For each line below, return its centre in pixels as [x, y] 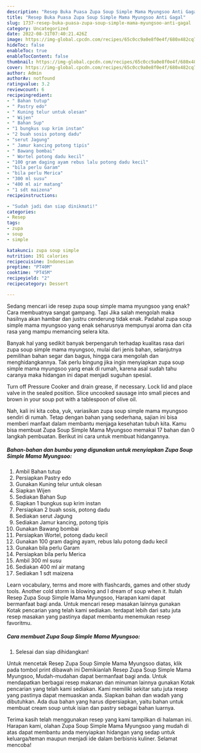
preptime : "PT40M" [30, 267]
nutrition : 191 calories [38, 256]
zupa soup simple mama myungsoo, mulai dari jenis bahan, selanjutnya [94, 349]
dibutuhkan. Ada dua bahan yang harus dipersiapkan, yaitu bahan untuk [95, 702]
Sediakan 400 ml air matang [50, 567]
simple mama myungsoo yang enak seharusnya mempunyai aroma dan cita [99, 325]
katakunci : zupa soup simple [43, 250]
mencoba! [19, 745]
